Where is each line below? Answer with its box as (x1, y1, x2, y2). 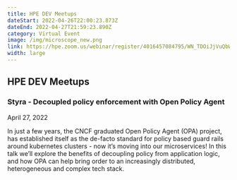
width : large (7, 50, 46, 57)
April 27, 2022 (7, 113, 48, 121)
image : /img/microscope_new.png (7, 37, 102, 44)
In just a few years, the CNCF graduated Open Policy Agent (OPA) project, (7, 126, 222, 135)
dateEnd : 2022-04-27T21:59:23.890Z (7, 23, 112, 30)
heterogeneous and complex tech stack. (7, 164, 125, 173)
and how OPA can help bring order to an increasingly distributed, (7, 157, 196, 165)
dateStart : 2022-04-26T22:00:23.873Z (7, 17, 119, 24)
